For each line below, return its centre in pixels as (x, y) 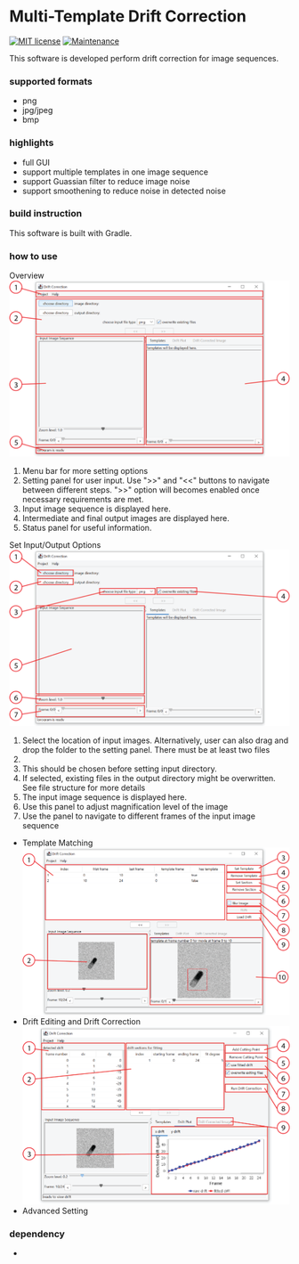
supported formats (51, 81)
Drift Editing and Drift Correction (81, 1021)
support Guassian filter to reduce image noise (106, 181)
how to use (33, 256)
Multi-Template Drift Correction (128, 16)
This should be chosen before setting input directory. (119, 769)
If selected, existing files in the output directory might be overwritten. (149, 779)
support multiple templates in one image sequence (115, 172)
